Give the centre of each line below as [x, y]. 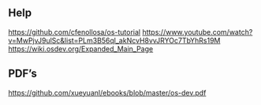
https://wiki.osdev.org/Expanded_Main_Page [81, 49]
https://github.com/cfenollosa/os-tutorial [74, 32]
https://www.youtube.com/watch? [197, 32]
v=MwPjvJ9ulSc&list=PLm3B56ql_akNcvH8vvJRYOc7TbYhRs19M [114, 40]
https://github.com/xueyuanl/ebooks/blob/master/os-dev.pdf [107, 92]
